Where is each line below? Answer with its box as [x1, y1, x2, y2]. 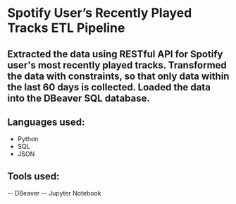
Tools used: [7, 170, 60, 182]
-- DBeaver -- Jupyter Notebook [7, 189, 101, 198]
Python [17, 135, 39, 143]
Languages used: [7, 116, 85, 128]
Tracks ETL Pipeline [7, 20, 125, 36]
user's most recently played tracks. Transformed [7, 59, 227, 71]
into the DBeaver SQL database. [7, 92, 150, 104]
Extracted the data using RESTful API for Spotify [7, 48, 223, 60]
